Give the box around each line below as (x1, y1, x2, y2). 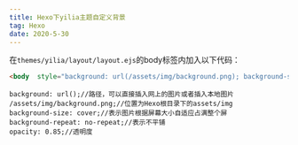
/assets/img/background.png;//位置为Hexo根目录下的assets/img (9, 99, 233, 109)
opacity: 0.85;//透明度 (9, 127, 93, 137)
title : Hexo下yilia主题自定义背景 (9, 12, 126, 22)
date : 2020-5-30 (9, 29, 69, 38)
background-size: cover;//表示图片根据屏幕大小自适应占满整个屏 (9, 109, 228, 118)
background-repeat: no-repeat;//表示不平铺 (9, 118, 166, 127)
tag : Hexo (9, 21, 46, 30)
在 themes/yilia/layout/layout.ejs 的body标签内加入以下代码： (9, 55, 241, 65)
